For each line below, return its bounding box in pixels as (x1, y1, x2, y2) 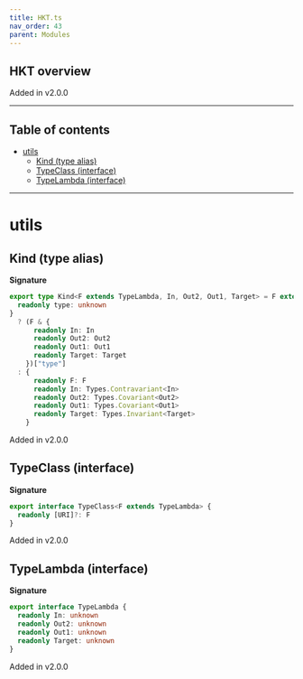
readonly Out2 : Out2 (32, 334, 111, 343)
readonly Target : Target (32, 351, 127, 360)
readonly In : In (32, 326, 95, 335)
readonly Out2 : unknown (17, 619, 106, 628)
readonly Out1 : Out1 (32, 342, 111, 352)
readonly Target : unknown (17, 636, 115, 646)
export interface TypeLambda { (9, 602, 127, 612)
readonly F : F (32, 376, 87, 385)
